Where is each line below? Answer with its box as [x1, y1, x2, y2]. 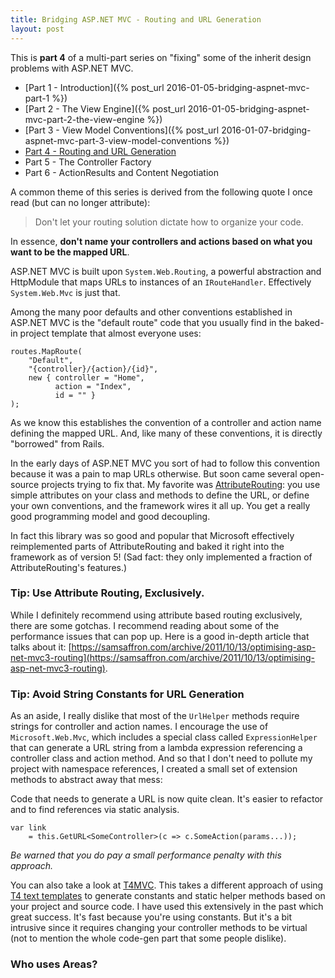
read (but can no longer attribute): [10, 196, 151, 208]
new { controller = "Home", [28, 372, 145, 383]
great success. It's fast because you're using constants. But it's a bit [10, 911, 293, 923]
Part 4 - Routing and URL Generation [24, 145, 177, 157]
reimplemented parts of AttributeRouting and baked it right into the [10, 540, 285, 552]
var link [10, 823, 47, 833]
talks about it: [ [10, 641, 72, 653]
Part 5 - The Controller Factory [24, 156, 152, 168]
